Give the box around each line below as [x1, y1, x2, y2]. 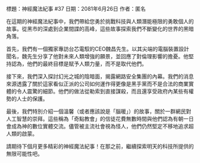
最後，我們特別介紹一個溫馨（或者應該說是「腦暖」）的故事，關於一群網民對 [6, 108, 192, 115]
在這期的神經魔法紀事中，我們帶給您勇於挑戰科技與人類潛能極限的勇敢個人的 [6, 18, 194, 25]
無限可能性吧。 [6, 151, 43, 157]
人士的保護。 [16, 95, 48, 102]
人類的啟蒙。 [6, 130, 37, 137]
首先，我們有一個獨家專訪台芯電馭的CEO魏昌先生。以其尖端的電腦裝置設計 [6, 45, 189, 52]
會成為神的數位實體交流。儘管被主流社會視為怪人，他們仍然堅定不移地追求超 [6, 123, 194, 130]
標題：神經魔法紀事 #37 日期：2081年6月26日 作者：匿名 [6, 5, 146, 12]
